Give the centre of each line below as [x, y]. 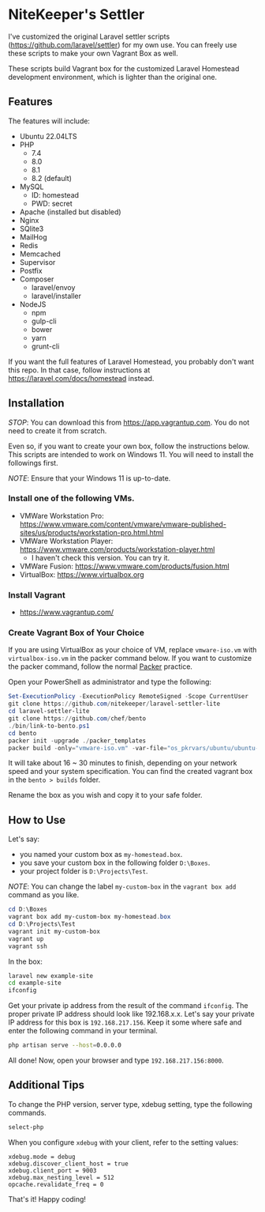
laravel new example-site [50, 976]
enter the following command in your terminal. [83, 1031]
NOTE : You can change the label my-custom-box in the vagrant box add [122, 886]
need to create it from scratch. [58, 430]
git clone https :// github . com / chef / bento [77, 719]
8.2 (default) [52, 178]
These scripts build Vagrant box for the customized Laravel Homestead [124, 68]
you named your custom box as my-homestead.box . [101, 855]
